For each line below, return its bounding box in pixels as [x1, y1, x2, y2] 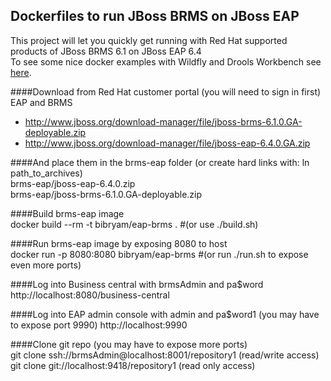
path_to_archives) [10, 167, 83, 179]
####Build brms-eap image [10, 207, 125, 219]
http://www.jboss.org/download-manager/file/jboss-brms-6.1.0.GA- [24, 115, 303, 128]
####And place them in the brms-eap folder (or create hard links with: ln [10, 156, 310, 168]
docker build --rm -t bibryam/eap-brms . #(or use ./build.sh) [10, 218, 259, 230]
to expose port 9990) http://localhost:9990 [10, 319, 188, 331]
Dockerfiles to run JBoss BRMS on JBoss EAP [10, 8, 300, 25]
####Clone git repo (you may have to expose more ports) [10, 338, 248, 350]
